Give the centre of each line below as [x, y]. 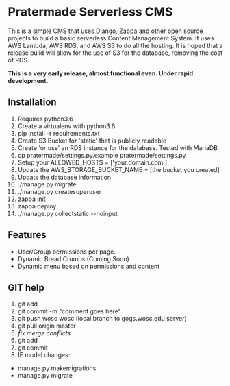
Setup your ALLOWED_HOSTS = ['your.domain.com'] [92, 162]
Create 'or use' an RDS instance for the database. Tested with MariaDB [118, 147]
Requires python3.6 [46, 119]
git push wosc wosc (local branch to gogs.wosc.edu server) [102, 319]
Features [27, 235]
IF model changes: [44, 355]
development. [28, 80]
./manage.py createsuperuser [60, 191]
